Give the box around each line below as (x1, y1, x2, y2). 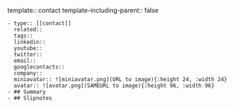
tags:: (14, 32, 33, 39)
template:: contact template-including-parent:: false (7, 6, 159, 14)
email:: (14, 57, 37, 64)
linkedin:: (14, 38, 46, 46)
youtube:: (14, 45, 43, 52)
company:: (14, 70, 43, 77)
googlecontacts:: (14, 63, 65, 71)
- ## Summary (7, 88, 46, 95)
